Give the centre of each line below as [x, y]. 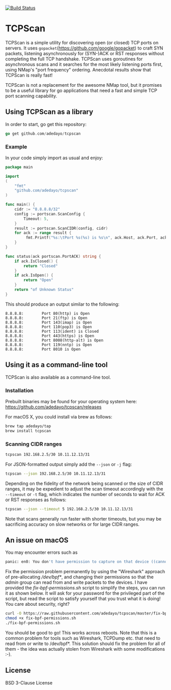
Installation [20, 390]
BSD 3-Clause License [29, 683]
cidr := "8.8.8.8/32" [37, 209]
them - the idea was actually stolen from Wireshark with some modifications [85, 649]
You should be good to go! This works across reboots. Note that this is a [81, 632]
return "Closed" [41, 266]
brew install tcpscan [28, 431]
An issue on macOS [37, 540]
